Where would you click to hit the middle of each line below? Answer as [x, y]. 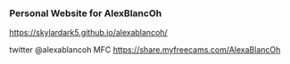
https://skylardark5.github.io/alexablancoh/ [88, 33]
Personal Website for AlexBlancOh [86, 13]
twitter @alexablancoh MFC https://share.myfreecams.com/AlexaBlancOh [145, 50]
